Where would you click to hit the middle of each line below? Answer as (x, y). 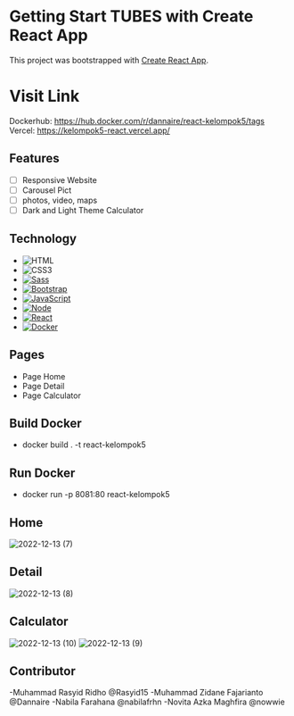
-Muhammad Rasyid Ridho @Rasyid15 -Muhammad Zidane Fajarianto (136, 693)
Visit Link (45, 96)
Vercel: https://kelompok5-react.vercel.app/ (90, 130)
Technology (43, 239)
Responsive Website (60, 179)
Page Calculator (52, 395)
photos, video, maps (60, 200)
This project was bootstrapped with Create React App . (109, 60)
